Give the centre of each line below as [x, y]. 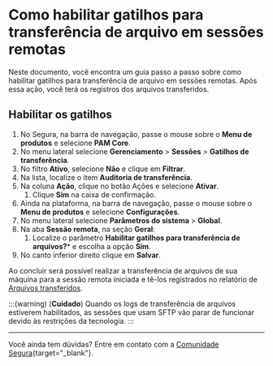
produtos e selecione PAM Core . [76, 143]
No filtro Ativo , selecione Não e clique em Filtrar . [102, 169]
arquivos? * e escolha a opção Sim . [92, 246]
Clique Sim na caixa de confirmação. [94, 194]
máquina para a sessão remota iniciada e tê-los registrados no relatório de [133, 279]
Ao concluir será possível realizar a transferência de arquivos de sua [123, 270]
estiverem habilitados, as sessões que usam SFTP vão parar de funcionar [132, 312]
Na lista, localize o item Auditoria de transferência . [106, 177]
